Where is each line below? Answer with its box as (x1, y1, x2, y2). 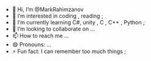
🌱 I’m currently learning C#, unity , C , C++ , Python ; (12, 19, 145, 26)
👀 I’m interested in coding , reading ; (12, 12, 104, 20)
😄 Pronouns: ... (12, 41, 52, 48)
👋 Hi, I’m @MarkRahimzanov (12, 6, 84, 13)
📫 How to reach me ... (12, 32, 69, 39)
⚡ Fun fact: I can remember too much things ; (12, 48, 127, 55)
